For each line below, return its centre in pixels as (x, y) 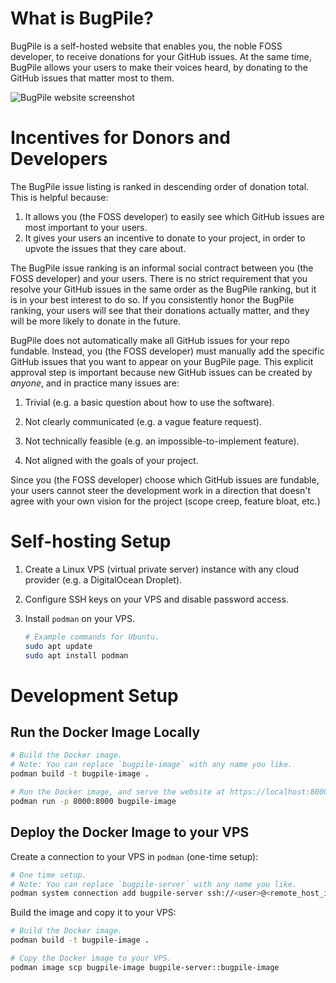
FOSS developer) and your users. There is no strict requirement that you (159, 278)
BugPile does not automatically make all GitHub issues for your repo (150, 340)
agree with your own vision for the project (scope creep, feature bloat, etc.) (165, 501)
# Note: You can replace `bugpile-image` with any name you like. (151, 765)
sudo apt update (58, 646)
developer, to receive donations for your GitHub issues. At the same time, (161, 56)
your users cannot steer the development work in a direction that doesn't (161, 490)
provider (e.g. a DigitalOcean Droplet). (103, 579)
